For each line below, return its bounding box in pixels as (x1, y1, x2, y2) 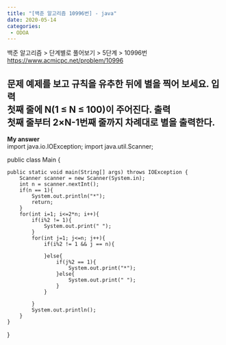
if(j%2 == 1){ (55, 259, 97, 266)
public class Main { (7, 155, 61, 164)
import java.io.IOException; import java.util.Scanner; (7, 142, 154, 151)
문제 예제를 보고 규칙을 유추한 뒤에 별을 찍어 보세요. (7, 78, 210, 90)
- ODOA (10, 29, 29, 36)
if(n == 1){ (19, 187, 53, 194)
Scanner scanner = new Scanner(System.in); (19, 175, 146, 182)
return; (32, 199, 53, 206)
